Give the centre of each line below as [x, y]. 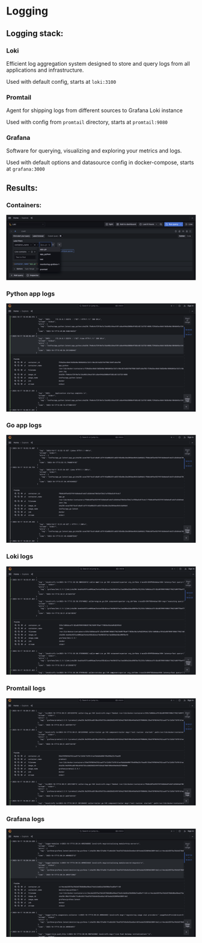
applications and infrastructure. [45, 70]
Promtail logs [26, 689]
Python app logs [31, 294]
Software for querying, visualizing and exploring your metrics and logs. [94, 151]
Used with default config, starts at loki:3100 [61, 81]
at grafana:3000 [26, 169]
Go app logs [24, 425]
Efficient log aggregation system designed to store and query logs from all [98, 63]
